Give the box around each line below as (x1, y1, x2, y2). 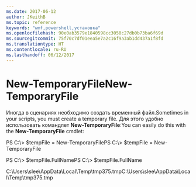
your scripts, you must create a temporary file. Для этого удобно (6, 115, 164, 122)
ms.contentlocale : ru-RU (6, 47, 67, 53)
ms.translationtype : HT (6, 41, 64, 47)
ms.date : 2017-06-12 (6, 8, 57, 15)
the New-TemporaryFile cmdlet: (6, 127, 85, 134)
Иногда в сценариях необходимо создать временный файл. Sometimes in (6, 109, 189, 116)
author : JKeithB (6, 14, 46, 20)
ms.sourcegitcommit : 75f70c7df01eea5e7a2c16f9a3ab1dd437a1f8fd (6, 36, 164, 41)
